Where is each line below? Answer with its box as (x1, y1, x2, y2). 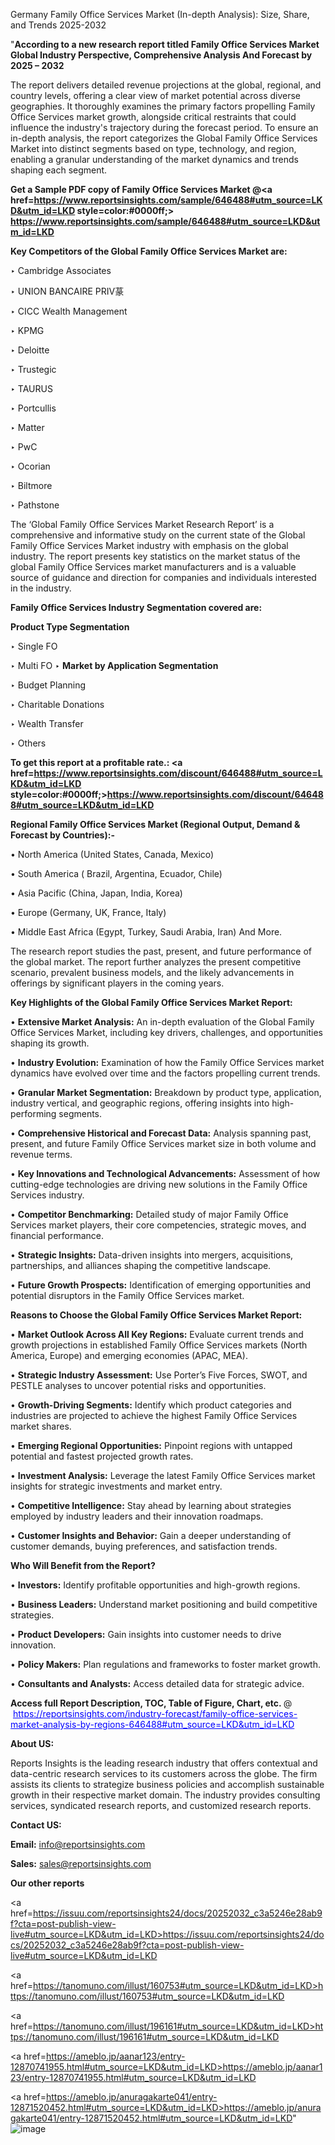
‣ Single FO (10, 640, 58, 652)
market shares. (10, 1420, 72, 1432)
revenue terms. (10, 1149, 73, 1160)
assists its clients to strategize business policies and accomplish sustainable (10, 1779, 325, 1790)
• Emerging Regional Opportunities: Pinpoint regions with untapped (10, 1440, 293, 1451)
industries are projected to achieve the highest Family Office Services (10, 1410, 298, 1421)
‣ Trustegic (10, 364, 57, 375)
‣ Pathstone (10, 499, 60, 511)
